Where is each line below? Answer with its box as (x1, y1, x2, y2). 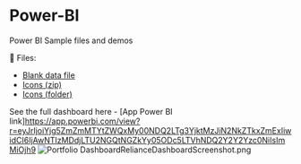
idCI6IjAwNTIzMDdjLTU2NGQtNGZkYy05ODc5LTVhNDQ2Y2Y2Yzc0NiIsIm (9, 134, 286, 145)
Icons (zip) (21, 79, 63, 90)
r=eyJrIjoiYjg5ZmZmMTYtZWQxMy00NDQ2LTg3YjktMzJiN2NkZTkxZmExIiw (9, 125, 292, 135)
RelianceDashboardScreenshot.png (120, 144, 252, 155)
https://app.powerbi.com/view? (24, 116, 141, 126)
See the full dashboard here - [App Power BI (9, 106, 173, 117)
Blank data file (21, 69, 76, 81)
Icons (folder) (21, 89, 73, 99)
